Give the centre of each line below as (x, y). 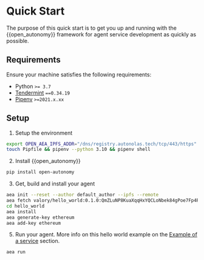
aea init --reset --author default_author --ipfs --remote (83, 195)
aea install (21, 212)
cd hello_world (25, 206)
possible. (18, 41)
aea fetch (19, 201)
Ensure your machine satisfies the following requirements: (79, 75)
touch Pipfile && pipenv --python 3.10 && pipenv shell (78, 150)
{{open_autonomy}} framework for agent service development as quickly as (101, 34)
